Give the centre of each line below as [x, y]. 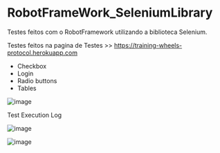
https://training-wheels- [148, 45]
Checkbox [32, 66]
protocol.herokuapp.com [43, 53]
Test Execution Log [35, 115]
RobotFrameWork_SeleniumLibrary [110, 13]
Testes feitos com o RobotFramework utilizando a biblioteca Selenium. [107, 32]
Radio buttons [37, 80]
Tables [27, 88]
